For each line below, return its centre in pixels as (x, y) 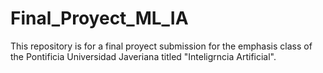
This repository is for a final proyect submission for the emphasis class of (161, 46)
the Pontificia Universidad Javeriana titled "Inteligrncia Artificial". (143, 56)
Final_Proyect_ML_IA (99, 18)
